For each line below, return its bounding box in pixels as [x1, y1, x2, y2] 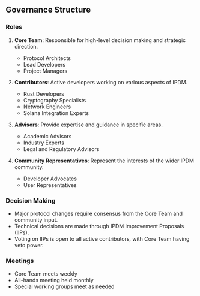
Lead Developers [23, 61, 66, 68]
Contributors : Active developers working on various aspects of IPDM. [14, 78, 188, 86]
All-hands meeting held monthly [14, 277, 94, 284]
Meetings [5, 256, 34, 265]
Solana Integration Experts [23, 109, 89, 116]
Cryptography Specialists [23, 96, 86, 104]
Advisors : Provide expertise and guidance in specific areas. [14, 121, 163, 128]
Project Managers [23, 67, 68, 74]
